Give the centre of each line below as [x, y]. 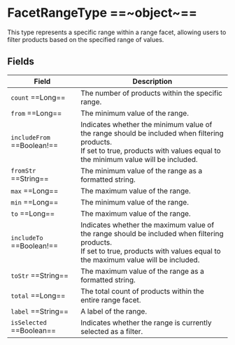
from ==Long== [36, 113]
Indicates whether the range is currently [146, 323]
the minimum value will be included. [139, 159]
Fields [21, 62]
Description [152, 81]
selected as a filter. [112, 331]
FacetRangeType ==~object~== [102, 13]
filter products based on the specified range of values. [86, 39]
